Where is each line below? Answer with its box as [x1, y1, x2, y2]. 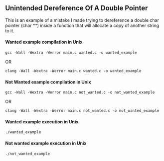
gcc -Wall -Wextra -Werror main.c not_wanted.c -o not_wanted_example [5, 90, 155, 95]
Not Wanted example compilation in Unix [5, 79, 91, 85]
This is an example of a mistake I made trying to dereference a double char [5, 17, 160, 23]
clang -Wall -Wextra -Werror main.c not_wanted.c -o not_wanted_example [5, 108, 160, 113]
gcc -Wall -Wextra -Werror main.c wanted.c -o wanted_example [5, 50, 137, 55]
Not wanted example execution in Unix [5, 140, 87, 146]
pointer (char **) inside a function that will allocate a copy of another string [5, 22, 160, 28]
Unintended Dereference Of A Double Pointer [5, 4, 148, 12]
